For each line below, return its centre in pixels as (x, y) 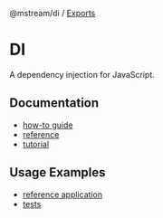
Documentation (54, 103)
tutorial (36, 144)
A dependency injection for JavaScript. (82, 74)
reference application (62, 194)
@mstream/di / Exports (53, 13)
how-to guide (48, 125)
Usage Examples (58, 172)
